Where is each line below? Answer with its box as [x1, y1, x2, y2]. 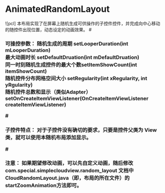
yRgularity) [5, 81, 33, 88]
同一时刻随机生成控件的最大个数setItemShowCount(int [5, 61, 137, 68]
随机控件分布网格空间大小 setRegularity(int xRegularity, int [5, 75, 148, 82]
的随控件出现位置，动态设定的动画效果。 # [5, 26, 92, 33]
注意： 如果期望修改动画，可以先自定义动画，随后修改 [5, 160, 133, 167]
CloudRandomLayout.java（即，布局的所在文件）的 [5, 175, 130, 182]
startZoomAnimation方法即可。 [5, 182, 82, 189]
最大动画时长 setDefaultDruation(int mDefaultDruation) [5, 53, 140, 60]
